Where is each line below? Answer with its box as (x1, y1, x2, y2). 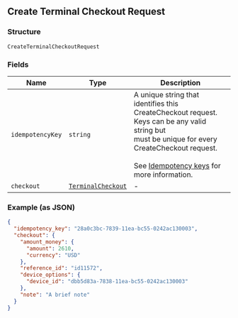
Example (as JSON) (7, 202, 76, 212)
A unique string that (133, 89, 200, 99)
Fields (7, 60, 29, 70)
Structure (7, 27, 41, 37)
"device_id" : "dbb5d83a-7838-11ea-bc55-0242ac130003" (25, 278, 189, 285)
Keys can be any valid (133, 116, 207, 126)
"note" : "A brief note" (20, 291, 91, 298)
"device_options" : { (20, 271, 81, 279)
